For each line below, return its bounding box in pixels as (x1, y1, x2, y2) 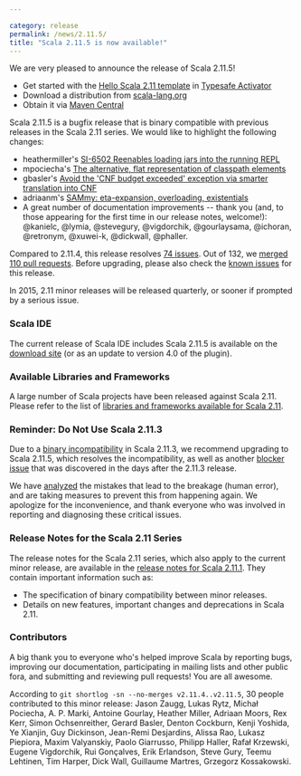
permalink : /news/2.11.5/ (9, 29, 107, 39)
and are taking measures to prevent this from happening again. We (9, 490, 258, 501)
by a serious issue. (9, 295, 80, 306)
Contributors (9, 631, 68, 644)
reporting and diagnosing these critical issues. (9, 509, 183, 521)
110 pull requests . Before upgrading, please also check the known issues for (9, 258, 292, 269)
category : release (9, 21, 79, 30)
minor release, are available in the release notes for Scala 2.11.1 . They (9, 562, 267, 573)
